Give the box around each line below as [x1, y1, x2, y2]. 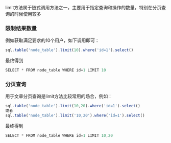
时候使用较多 [14, 11, 41, 17]
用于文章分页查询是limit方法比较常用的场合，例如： [5, 93, 113, 100]
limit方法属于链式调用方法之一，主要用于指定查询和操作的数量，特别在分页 [5, 5, 162, 10]
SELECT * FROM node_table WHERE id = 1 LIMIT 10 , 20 [5, 133, 113, 138]
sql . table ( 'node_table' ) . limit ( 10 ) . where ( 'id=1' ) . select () [5, 47, 134, 53]
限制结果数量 [5, 25, 37, 32]
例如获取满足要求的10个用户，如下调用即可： [5, 37, 100, 43]
